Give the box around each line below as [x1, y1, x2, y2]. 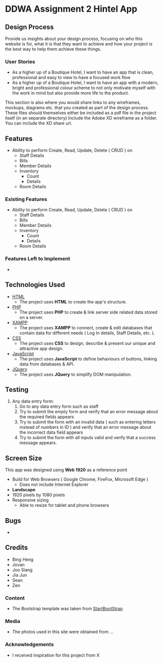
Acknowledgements [5, 641, 54, 648]
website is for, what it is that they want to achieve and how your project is [5, 41, 153, 47]
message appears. [19, 440, 57, 446]
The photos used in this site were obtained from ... [12, 629, 114, 635]
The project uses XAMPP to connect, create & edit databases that [19, 324, 152, 330]
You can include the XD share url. [5, 121, 72, 126]
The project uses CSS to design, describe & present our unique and [19, 340, 156, 346]
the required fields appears [19, 414, 74, 420]
